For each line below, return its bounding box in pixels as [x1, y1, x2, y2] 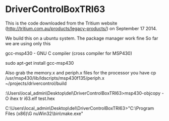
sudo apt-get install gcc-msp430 [5, 60, 74, 66]
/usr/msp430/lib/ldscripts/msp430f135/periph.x [5, 75, 105, 81]
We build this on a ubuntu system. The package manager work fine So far [5, 35, 158, 41]
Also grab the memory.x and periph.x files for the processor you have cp [5, 69, 156, 76]
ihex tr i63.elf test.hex [10, 95, 55, 101]
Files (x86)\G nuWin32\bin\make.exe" [5, 110, 83, 116]
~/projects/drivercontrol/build [5, 80, 67, 86]
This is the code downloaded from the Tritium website [5, 20, 118, 26]
